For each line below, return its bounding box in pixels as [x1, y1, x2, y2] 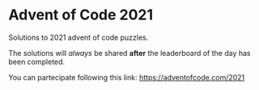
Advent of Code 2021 [8, 6, 154, 24]
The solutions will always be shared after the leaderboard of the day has [8, 48, 251, 58]
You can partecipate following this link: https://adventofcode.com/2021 [8, 72, 245, 82]
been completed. [8, 57, 66, 66]
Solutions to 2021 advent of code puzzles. [8, 32, 149, 42]
